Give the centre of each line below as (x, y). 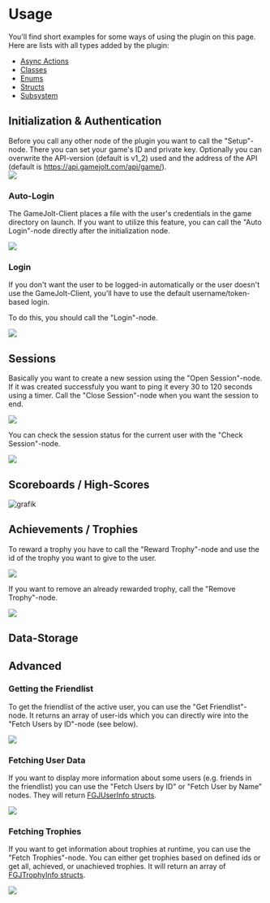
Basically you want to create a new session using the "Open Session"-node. (135, 378)
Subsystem (39, 95)
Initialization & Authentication (85, 122)
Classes (33, 69)
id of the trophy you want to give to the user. (82, 558)
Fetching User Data (47, 760)
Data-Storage (43, 638)
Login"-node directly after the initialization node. (89, 231)
